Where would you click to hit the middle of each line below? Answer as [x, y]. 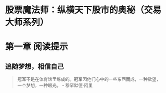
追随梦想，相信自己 [34, 66]
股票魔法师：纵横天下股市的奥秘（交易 [83, 10]
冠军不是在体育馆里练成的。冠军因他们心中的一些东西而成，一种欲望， [89, 79]
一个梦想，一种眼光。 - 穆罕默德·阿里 [55, 85]
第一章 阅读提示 [37, 47]
